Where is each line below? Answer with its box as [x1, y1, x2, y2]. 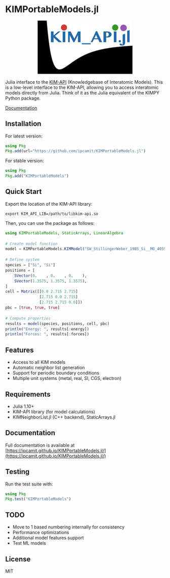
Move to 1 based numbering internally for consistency [12, 524, 125, 530]
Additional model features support [12, 535, 84, 541]
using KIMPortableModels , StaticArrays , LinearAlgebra [5, 230, 123, 235]
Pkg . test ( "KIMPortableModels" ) [5, 497, 71, 502]
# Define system [5, 257, 39, 262]
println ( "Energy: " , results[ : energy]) [5, 326, 90, 331]
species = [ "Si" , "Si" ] [5, 263, 56, 268]
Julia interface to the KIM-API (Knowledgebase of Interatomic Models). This [5, 79, 163, 85]
